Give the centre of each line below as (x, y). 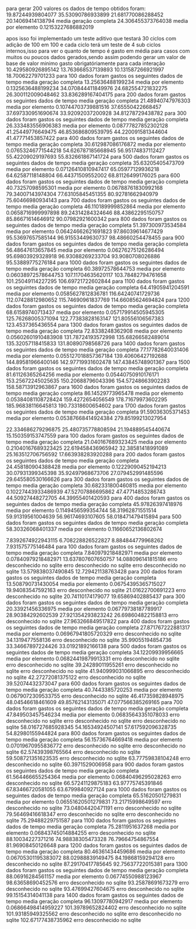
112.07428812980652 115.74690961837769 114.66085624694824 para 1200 (98, 300)
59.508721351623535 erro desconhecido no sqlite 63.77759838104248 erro (98, 758)
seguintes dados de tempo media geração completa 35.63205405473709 (95, 163)
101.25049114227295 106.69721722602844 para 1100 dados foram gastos (95, 281)
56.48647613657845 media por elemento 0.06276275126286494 (85, 250)
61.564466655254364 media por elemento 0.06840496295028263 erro (94, 777)
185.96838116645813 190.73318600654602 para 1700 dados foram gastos (96, 406)
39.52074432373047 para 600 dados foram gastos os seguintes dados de (96, 684)
